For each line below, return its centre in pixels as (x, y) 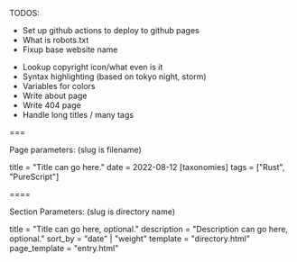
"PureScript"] (34, 176)
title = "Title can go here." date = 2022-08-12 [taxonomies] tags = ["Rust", (147, 167)
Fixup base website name (70, 50)
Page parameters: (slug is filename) (75, 149)
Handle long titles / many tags (78, 115)
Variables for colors (59, 86)
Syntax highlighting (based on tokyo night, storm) (114, 77)
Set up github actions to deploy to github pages (111, 30)
